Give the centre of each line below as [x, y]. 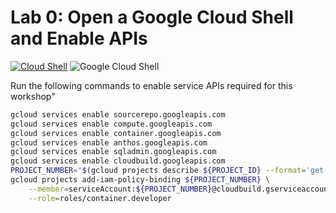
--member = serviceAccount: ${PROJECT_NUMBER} [120, 189]
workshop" [33, 96]
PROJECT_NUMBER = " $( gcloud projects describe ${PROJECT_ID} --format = [158, 171]
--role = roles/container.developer [100, 198]
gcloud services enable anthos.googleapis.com [109, 142]
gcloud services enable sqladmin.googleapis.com [113, 152]
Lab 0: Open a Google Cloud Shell [152, 17]
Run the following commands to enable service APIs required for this [151, 85]
